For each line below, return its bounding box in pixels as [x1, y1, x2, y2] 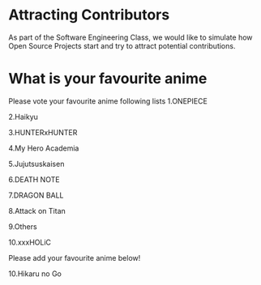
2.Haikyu [8, 112, 39, 121]
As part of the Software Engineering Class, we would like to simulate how [8, 32, 253, 42]
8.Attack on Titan [8, 206, 66, 215]
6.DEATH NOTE [8, 174, 60, 184]
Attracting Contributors [8, 6, 170, 24]
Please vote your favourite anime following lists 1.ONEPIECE [8, 96, 208, 106]
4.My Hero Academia [8, 143, 79, 153]
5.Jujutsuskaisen [8, 159, 65, 168]
